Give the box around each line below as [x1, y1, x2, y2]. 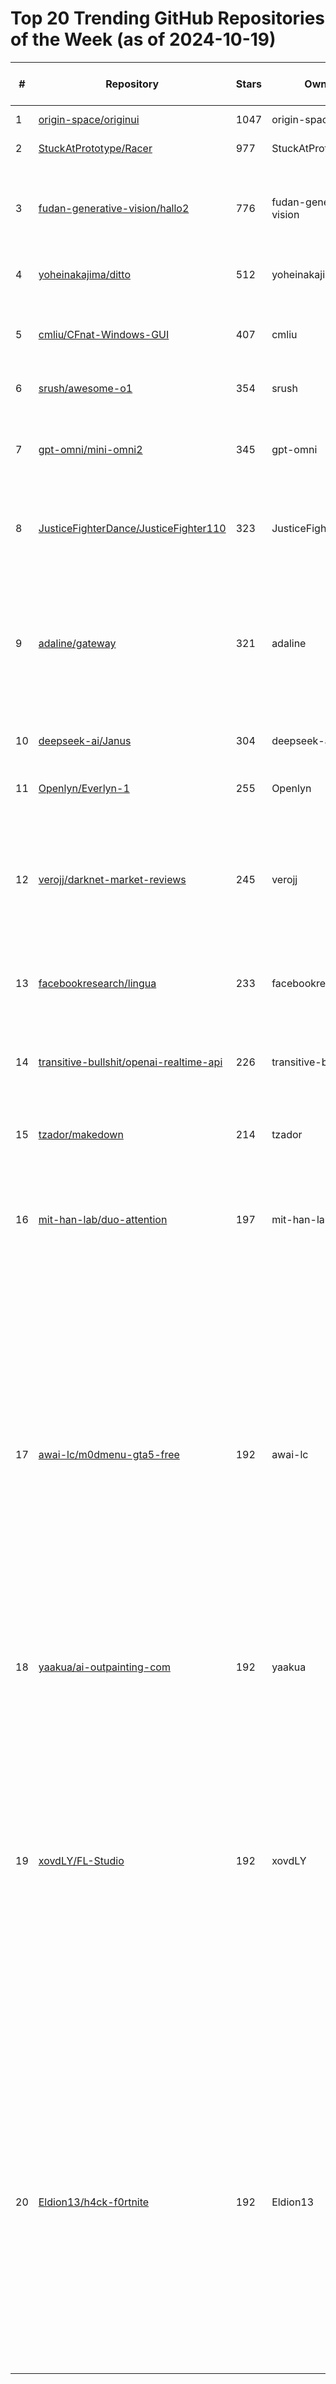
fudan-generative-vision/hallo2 [38, 201, 190, 215]
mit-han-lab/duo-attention [38, 1212, 168, 1226]
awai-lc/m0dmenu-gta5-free [38, 1447, 180, 1461]
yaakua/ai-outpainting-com [38, 1660, 171, 1674]
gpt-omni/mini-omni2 [38, 442, 143, 456]
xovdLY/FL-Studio [38, 1853, 125, 1867]
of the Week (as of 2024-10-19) [10, 28, 277, 51]
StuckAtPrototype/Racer [38, 141, 153, 155]
